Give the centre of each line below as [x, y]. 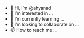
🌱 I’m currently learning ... [37, 19]
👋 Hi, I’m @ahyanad [31, 8]
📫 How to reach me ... [34, 30]
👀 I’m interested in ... [32, 13]
